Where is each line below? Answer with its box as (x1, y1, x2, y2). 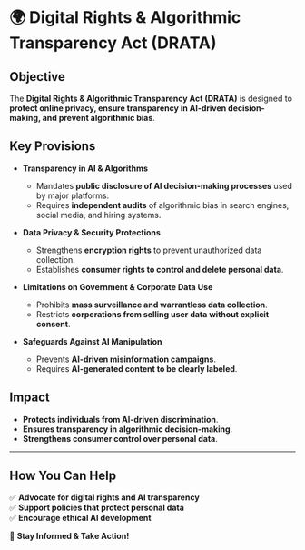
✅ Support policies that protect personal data (9, 502, 184, 514)
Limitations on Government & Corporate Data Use (22, 281, 213, 292)
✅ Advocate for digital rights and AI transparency (9, 492, 200, 503)
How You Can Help (9, 468, 116, 484)
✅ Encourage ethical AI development (9, 513, 152, 524)
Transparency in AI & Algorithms (22, 163, 148, 174)
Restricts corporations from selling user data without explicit (35, 308, 270, 319)
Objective (9, 69, 66, 85)
